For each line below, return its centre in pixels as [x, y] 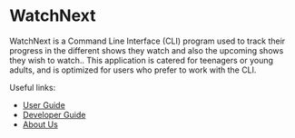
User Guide [44, 104]
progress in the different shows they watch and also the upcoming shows [147, 50]
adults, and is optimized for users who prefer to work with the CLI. [133, 70]
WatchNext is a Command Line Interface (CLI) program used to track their [147, 41]
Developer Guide [54, 114]
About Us [40, 124]
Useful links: [33, 87]
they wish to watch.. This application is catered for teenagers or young [142, 60]
